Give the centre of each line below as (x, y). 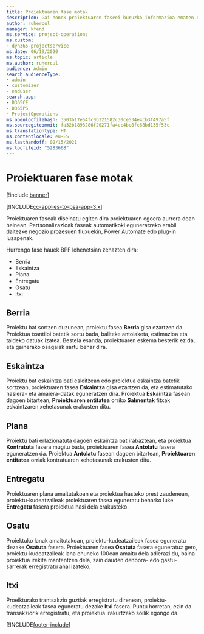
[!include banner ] (28, 195)
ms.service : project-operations (47, 35)
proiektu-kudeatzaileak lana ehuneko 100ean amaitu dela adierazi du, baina (101, 553)
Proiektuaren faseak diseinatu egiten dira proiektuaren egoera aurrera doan (101, 218)
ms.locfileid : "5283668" (38, 148)
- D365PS (17, 108)
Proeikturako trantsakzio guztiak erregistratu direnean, (74, 600)
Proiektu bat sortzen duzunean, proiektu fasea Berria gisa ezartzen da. (95, 328)
